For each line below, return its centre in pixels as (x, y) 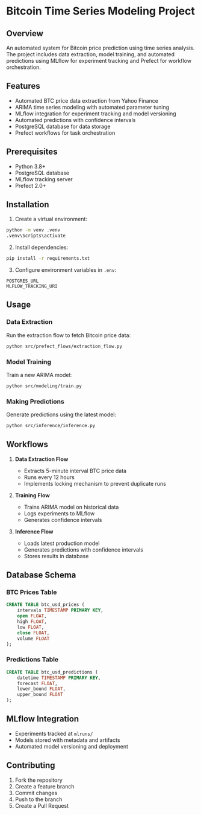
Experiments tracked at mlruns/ (54, 733)
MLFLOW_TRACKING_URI (32, 286)
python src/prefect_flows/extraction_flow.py (64, 346)
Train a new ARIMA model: (39, 375)
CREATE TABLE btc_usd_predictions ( (52, 672)
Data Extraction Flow (42, 459)
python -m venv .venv (33, 230)
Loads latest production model (62, 543)
